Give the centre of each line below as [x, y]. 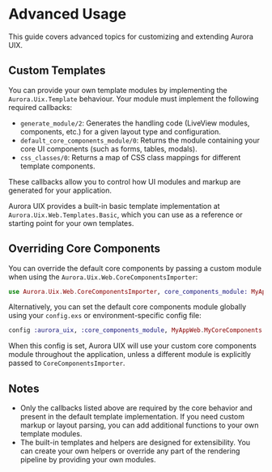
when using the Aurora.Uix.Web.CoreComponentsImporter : [103, 277]
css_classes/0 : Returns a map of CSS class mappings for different [130, 157]
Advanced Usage [68, 14]
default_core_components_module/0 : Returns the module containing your [140, 140]
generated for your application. [60, 190]
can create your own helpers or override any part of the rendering [130, 451]
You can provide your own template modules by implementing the [118, 90]
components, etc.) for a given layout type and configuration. [120, 131]
